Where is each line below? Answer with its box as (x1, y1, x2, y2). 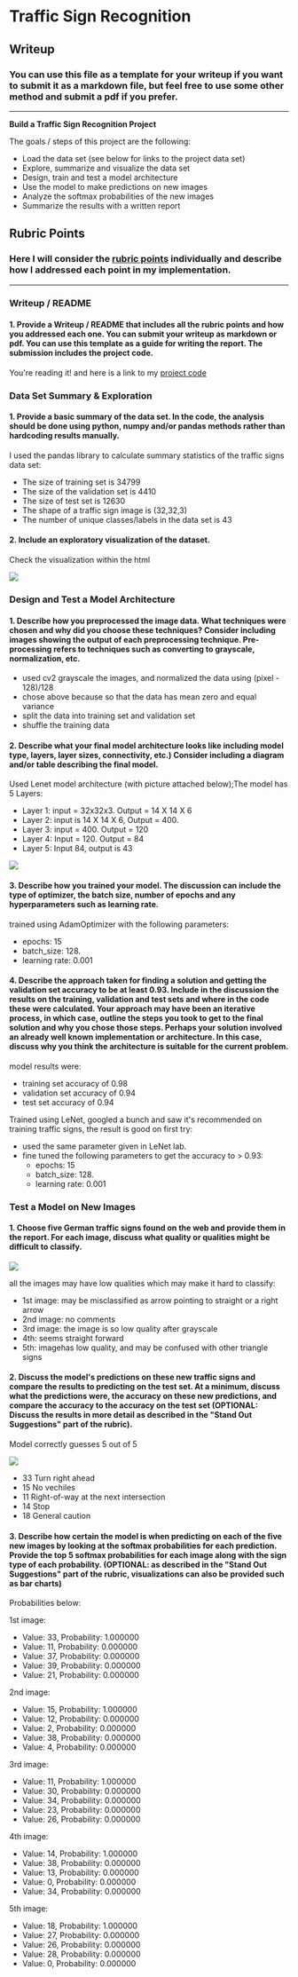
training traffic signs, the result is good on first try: (9, 1123, 193, 1134)
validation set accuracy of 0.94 (21, 1087, 136, 1098)
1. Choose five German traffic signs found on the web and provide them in (9, 1222, 286, 1233)
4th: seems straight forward (21, 1332, 124, 1343)
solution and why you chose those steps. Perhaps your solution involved (9, 1023, 283, 1033)
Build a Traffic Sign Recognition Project (9, 118, 157, 130)
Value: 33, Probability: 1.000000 (21, 1632, 140, 1643)
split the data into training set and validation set (21, 710, 196, 721)
